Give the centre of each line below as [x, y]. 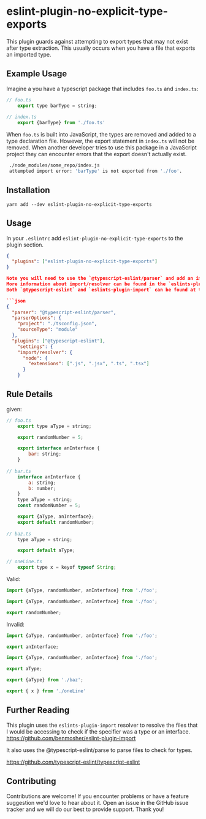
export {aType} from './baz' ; [45, 680]
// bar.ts [19, 471]
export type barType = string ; [57, 106]
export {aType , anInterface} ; [56, 517]
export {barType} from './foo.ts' [61, 123]
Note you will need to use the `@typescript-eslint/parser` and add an [100, 279]
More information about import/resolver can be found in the [86, 284]
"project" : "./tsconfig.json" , [57, 324]
